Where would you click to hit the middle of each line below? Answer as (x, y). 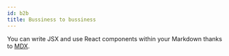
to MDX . (18, 46)
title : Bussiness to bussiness (52, 20)
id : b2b (18, 13)
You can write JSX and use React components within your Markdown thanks (114, 38)
